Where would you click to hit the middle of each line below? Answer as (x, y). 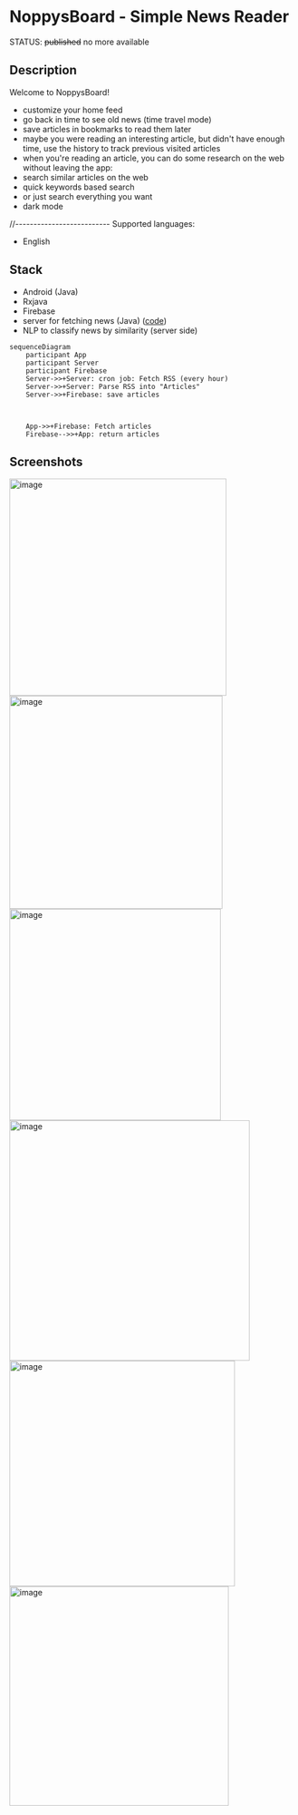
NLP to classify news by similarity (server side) (110, 330)
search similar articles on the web (86, 177)
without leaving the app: (67, 167)
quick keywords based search (78, 187)
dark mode (43, 206)
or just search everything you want (87, 196)
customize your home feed (72, 110)
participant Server (62, 363)
